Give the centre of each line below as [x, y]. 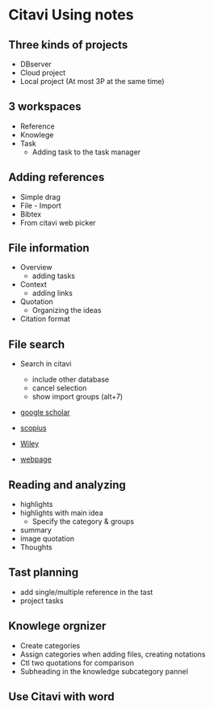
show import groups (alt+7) [78, 397]
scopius [33, 428]
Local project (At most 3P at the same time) [92, 81]
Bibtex [31, 214]
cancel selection [59, 388]
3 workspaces [45, 107]
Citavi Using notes [71, 15]
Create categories [50, 645]
